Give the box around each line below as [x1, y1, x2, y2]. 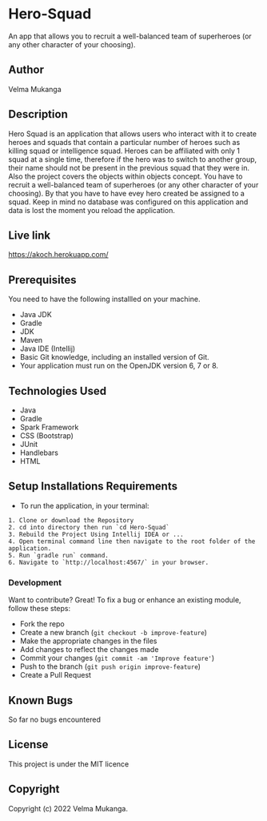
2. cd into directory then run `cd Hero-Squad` [8, 523, 170, 531]
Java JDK [19, 310, 52, 320]
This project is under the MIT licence [8, 759, 130, 769]
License [8, 738, 49, 751]
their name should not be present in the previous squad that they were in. [8, 163, 250, 172]
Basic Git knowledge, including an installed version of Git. [19, 352, 209, 362]
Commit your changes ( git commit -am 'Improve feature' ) [19, 654, 215, 663]
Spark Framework [19, 422, 79, 432]
